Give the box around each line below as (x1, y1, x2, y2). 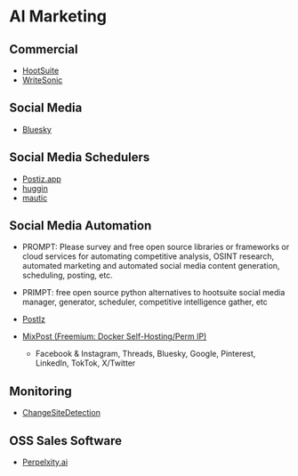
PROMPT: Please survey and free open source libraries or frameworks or (21, 242, 290, 253)
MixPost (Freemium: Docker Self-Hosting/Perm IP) (21, 331, 207, 342)
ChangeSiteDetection (21, 407, 101, 418)
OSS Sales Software (9, 433, 123, 448)
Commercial (9, 42, 78, 57)
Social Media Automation (9, 218, 152, 233)
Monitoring (9, 383, 73, 399)
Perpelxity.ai (21, 456, 68, 468)
